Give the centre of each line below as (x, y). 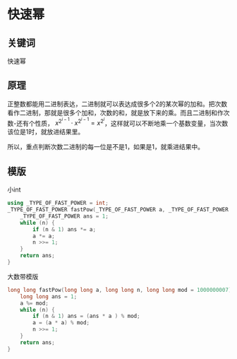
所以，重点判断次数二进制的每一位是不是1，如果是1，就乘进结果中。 (106, 147)
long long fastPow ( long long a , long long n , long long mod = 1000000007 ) (120, 290)
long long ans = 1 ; (49, 296)
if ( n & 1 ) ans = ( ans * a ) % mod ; (86, 316)
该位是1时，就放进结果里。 (46, 132)
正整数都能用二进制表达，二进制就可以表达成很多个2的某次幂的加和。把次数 (117, 104)
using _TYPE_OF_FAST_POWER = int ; (58, 203)
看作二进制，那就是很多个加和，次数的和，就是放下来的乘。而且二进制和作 (115, 112)
